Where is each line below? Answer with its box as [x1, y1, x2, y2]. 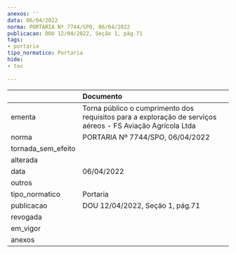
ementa [11, 112, 37, 121]
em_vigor [11, 223, 41, 233]
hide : [7, 56, 23, 63]
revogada [11, 212, 42, 222]
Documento [82, 91, 123, 101]
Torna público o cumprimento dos [82, 103, 195, 113]
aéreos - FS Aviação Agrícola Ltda [82, 121, 196, 131]
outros [11, 178, 33, 187]
